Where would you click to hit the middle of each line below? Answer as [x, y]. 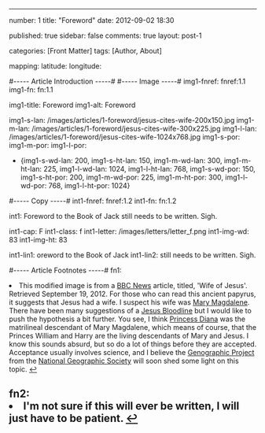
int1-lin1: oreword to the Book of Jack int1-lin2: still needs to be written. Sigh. [132, 255]
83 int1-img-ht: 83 [38, 240]
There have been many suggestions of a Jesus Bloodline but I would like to [131, 311]
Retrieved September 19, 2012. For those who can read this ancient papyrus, [132, 294]
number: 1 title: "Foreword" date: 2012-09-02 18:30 [92, 20]
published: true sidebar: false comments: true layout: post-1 [105, 35]
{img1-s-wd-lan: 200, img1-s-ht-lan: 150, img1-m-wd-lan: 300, [121, 161]
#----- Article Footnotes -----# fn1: [65, 270]
